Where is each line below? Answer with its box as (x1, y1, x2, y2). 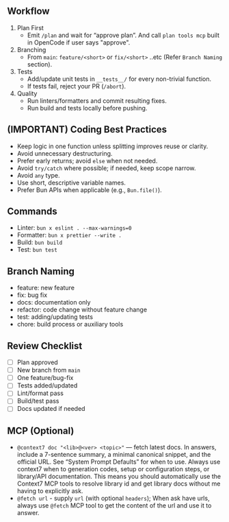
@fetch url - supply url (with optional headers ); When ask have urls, (16, 494, 210, 503)
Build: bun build (16, 238, 63, 246)
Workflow (7, 5, 50, 17)
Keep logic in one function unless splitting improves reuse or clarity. (16, 142, 208, 150)
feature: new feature (16, 284, 75, 292)
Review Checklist (7, 340, 83, 352)
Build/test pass (16, 397, 59, 405)
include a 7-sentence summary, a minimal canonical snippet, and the (16, 451, 211, 459)
